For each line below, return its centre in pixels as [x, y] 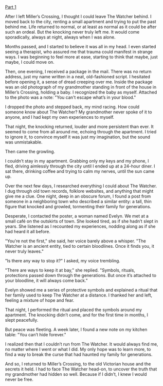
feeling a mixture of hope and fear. [40, 300]
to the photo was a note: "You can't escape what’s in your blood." [71, 97]
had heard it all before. [28, 231]
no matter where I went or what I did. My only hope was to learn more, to [78, 349]
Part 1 [11, 7]
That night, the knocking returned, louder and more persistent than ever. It [79, 127]
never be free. [19, 379]
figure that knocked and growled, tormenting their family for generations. [78, 207]
